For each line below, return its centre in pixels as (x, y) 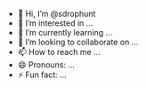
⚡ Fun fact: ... (42, 75)
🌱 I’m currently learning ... (65, 32)
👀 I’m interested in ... (55, 23)
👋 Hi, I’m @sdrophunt (57, 14)
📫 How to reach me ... (59, 52)
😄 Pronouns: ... (46, 65)
